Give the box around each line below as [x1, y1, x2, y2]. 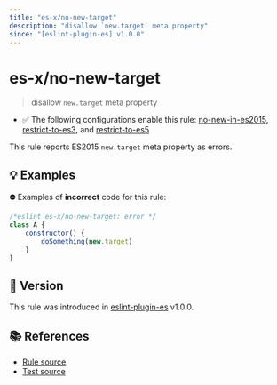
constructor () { [25, 229, 86, 237]
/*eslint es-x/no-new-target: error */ [9, 213, 157, 221]
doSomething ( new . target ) [41, 237, 133, 245]
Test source [21, 366, 67, 376]
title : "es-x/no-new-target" [9, 12, 117, 22]
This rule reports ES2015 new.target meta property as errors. [9, 141, 233, 152]
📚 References [9, 328, 90, 343]
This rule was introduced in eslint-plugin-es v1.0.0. [9, 301, 194, 312]
